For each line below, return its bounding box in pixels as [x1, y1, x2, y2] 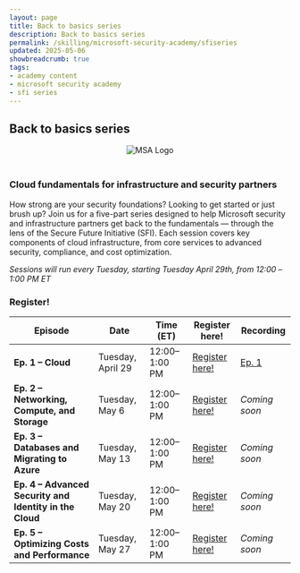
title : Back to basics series [9, 21, 122, 30]
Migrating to [13, 452, 68, 465]
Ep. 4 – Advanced [13, 478, 89, 491]
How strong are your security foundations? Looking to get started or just [9, 199, 275, 210]
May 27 [97, 543, 131, 555]
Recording [240, 324, 286, 337]
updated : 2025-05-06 [9, 47, 87, 56]
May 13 [97, 452, 131, 465]
